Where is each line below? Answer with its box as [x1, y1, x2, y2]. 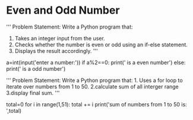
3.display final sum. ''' [6, 89, 60, 96]
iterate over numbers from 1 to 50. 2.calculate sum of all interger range [6, 83, 179, 90]
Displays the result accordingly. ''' [14, 47, 98, 54]
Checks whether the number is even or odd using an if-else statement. [14, 41, 188, 48]
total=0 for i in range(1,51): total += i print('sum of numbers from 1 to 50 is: [6, 100, 187, 108]
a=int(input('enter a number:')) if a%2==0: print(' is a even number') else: [6, 59, 186, 66]
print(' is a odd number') [6, 65, 66, 72]
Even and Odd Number [6, 4, 120, 17]
